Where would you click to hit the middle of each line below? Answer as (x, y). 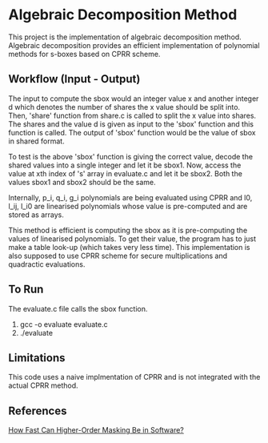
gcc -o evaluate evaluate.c (64, 324)
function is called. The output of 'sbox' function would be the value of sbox (132, 132)
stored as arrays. (36, 215)
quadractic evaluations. (47, 264)
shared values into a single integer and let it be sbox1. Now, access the (125, 165)
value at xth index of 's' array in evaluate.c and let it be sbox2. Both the (125, 173)
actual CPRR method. (43, 385)
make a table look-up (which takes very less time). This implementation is (129, 247)
